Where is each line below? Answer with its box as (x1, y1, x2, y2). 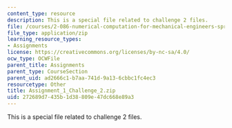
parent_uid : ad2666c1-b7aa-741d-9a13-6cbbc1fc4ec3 (7, 74, 156, 82)
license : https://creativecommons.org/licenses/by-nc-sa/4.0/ (7, 49, 190, 56)
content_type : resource (7, 10, 76, 17)
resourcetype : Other (7, 81, 67, 88)
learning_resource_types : (7, 36, 81, 43)
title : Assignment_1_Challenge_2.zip (7, 87, 116, 94)
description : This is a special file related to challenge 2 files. (7, 17, 209, 24)
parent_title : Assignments (7, 62, 85, 68)
